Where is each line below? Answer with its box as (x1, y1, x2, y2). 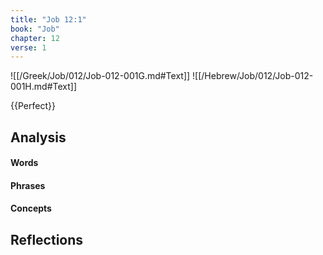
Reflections (10, 231, 84, 248)
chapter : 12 (10, 33, 60, 43)
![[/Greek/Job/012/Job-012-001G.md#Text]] (10, 70, 191, 82)
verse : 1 (10, 42, 47, 53)
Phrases (10, 179, 46, 191)
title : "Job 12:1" (10, 14, 87, 25)
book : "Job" (10, 24, 60, 34)
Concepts (10, 202, 52, 215)
